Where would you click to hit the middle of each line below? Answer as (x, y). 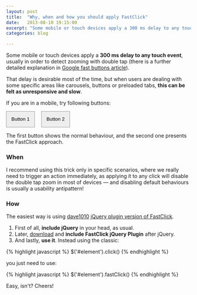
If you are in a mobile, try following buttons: (59, 103)
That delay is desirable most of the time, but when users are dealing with (94, 79)
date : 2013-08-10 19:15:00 (42, 22)
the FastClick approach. (35, 142)
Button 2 (55, 119)
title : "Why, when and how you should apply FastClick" (77, 17)
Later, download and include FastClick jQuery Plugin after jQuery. (95, 234)
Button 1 (21, 119)
